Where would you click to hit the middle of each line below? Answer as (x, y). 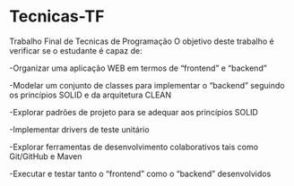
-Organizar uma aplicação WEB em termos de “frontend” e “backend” (138, 68)
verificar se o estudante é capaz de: (76, 50)
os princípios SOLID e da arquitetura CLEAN (91, 95)
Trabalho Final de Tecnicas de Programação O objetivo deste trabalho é (142, 41)
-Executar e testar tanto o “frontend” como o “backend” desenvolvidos (140, 173)
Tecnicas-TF (57, 17)
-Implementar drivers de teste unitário (79, 129)
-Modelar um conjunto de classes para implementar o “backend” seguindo (147, 85)
